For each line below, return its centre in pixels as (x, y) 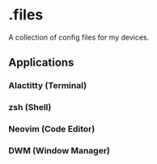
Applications (41, 63)
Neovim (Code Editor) (52, 129)
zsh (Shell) (30, 107)
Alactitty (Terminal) (48, 86)
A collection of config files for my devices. (79, 37)
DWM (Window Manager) (59, 151)
